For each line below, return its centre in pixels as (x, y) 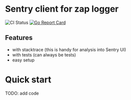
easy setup (23, 60)
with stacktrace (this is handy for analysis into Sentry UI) (69, 49)
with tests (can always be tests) (44, 55)
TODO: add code (22, 93)
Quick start (28, 80)
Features (19, 38)
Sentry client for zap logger (62, 9)
